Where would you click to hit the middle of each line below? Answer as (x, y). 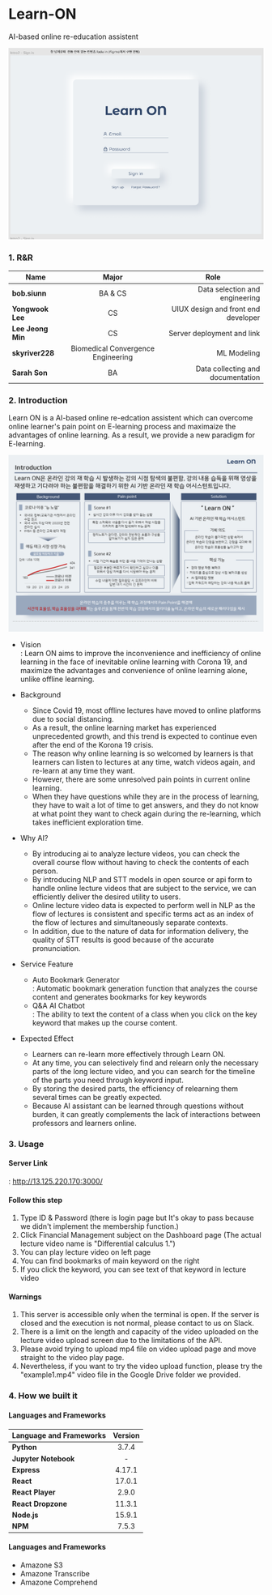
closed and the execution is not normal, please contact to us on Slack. (137, 1323)
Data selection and (229, 289)
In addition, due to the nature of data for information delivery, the (140, 931)
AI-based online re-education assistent (74, 36)
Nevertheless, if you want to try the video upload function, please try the (141, 1367)
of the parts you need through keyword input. (108, 1080)
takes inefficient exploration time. (88, 822)
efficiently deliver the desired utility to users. (106, 897)
